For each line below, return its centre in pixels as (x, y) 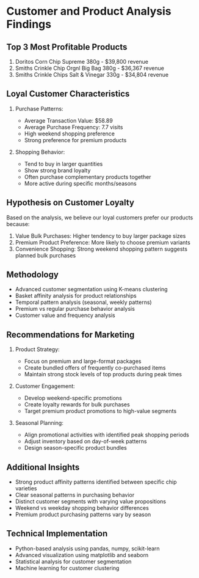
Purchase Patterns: (39, 108)
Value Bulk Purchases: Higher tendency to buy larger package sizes (100, 236)
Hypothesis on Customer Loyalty (70, 203)
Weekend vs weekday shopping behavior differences (82, 508)
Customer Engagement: (45, 386)
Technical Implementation (57, 534)
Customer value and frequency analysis (65, 315)
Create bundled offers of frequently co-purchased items (95, 368)
